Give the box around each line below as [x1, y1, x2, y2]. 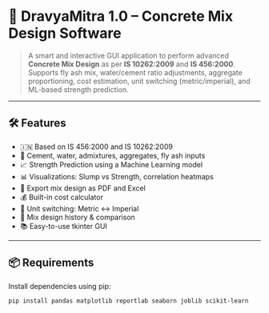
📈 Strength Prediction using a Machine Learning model [19, 159, 203, 169]
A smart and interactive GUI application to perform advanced [27, 50, 230, 60]
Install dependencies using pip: [8, 281, 111, 291]
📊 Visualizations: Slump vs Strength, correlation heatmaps [19, 171, 214, 181]
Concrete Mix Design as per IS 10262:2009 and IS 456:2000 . [27, 59, 236, 69]
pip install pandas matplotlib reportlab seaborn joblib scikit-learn [8, 296, 249, 305]
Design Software [8, 24, 122, 42]
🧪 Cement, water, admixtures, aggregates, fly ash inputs [19, 150, 206, 160]
